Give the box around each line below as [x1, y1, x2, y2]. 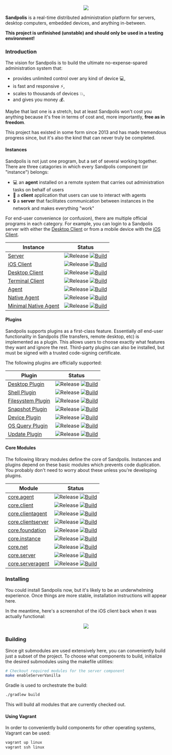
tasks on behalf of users [12, 186, 64, 192]
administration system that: [5, 65, 63, 71]
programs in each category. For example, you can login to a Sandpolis [5, 221, 153, 227]
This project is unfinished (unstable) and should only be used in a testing [5, 30, 164, 36]
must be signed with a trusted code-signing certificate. [5, 349, 121, 356]
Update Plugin [8, 430, 42, 438]
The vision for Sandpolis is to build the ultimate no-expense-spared [5, 59, 147, 66]
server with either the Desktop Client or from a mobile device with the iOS [5, 226, 161, 232]
